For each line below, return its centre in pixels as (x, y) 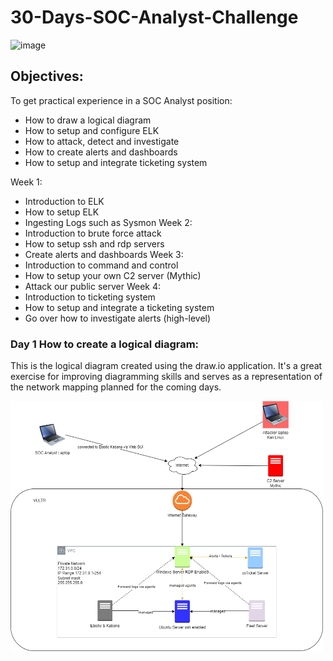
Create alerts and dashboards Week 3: (104, 254)
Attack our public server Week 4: (93, 286)
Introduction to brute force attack (93, 233)
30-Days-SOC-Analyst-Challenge (154, 17)
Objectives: (47, 76)
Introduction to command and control (101, 265)
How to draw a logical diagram (88, 120)
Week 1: (26, 182)
